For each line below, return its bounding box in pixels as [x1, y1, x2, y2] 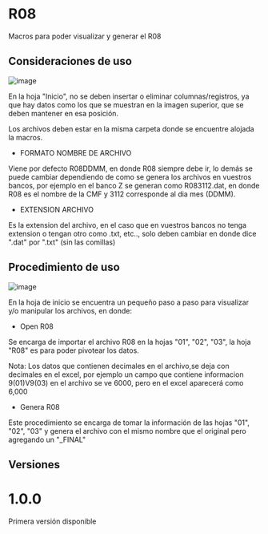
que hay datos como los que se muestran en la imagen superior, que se [8, 99, 244, 109]
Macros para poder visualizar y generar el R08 [8, 31, 162, 41]
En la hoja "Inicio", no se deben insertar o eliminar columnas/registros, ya [8, 91, 250, 101]
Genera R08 [19, 402, 60, 411]
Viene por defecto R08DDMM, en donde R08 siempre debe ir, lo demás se [8, 164, 254, 173]
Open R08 [19, 322, 54, 331]
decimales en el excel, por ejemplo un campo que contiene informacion [8, 370, 244, 379]
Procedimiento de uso [8, 261, 120, 274]
